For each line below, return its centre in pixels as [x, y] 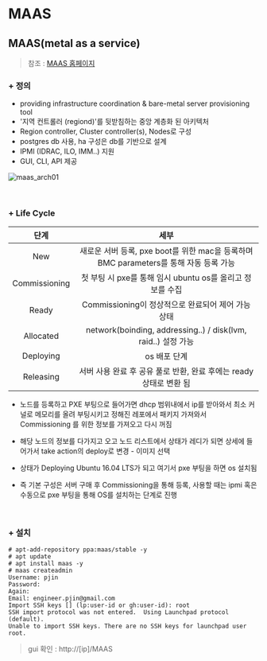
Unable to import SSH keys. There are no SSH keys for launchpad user [128, 626]
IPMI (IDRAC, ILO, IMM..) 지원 [67, 151]
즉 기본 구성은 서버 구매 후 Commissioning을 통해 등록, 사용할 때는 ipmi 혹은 [138, 484]
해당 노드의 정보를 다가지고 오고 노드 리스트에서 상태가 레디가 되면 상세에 [132, 441]
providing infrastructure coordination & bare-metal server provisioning [135, 103]
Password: [25, 584]
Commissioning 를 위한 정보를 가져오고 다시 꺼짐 [96, 424]
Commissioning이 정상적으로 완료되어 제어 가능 [166, 305]
